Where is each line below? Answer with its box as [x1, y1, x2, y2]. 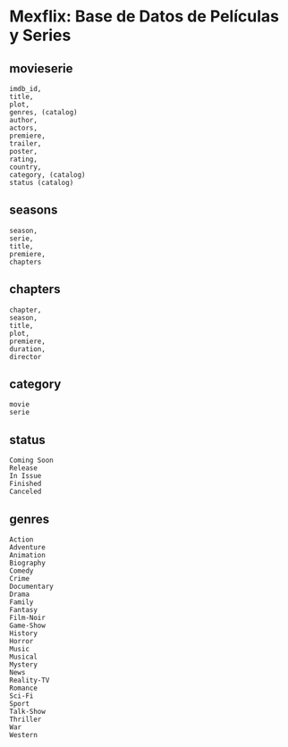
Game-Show [9, 621, 47, 631]
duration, [9, 344, 47, 354]
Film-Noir [9, 614, 47, 623]
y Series [9, 25, 72, 46]
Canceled [9, 487, 42, 497]
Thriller [9, 715, 42, 725]
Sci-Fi [9, 692, 34, 701]
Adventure [9, 543, 47, 552]
